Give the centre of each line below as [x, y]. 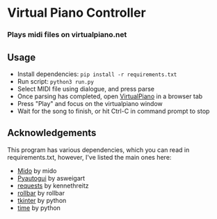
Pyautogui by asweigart [51, 178]
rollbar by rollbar [41, 192]
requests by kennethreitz [53, 186]
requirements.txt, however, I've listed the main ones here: [89, 157]
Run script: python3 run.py [55, 81]
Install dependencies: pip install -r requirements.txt [97, 74]
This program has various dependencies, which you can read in [98, 150]
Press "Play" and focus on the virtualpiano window [90, 103]
